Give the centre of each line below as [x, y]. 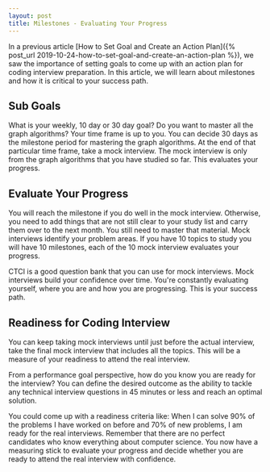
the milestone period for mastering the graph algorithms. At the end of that [132, 143]
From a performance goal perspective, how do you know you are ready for [132, 374]
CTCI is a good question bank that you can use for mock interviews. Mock [131, 272]
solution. [23, 400]
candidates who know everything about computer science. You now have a [133, 441]
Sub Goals [35, 106]
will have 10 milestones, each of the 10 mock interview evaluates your [124, 248]
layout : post [30, 16]
